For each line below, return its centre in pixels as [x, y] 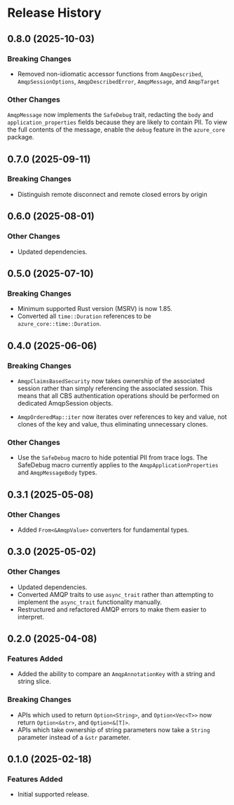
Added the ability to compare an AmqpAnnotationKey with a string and [116, 674]
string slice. [34, 682]
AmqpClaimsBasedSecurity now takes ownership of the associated [111, 380]
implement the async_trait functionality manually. [90, 602]
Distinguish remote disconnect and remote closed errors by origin [112, 194]
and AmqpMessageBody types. [57, 473]
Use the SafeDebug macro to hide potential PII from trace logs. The [112, 457]
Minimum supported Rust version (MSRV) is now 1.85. [95, 309]
